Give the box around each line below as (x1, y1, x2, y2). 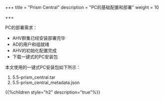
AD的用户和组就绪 (12, 41, 50, 47)
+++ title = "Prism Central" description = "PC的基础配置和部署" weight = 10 (5, 4, 159, 10)
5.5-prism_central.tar (12, 74, 56, 80)
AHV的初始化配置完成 (12, 48, 57, 53)
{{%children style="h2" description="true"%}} (5, 89, 100, 95)
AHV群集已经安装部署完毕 (12, 35, 66, 41)
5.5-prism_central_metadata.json (12, 80, 80, 86)
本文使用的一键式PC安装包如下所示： (5, 64, 81, 70)
